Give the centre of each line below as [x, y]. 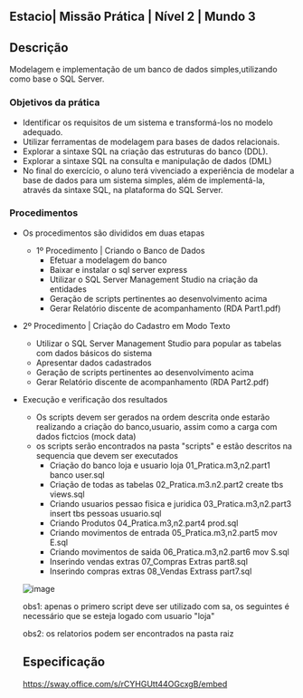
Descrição [39, 48]
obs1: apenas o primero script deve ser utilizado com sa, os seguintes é [156, 606]
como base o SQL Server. [57, 79]
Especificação [64, 662]
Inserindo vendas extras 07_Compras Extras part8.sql [149, 561]
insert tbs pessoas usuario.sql [105, 513]
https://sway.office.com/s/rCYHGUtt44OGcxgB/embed [125, 683]
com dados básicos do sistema [94, 353]
